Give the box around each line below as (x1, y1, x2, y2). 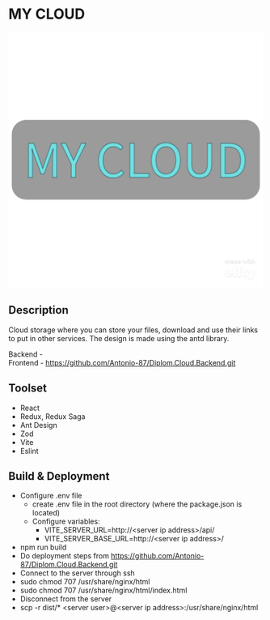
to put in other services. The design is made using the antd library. (8, 333, 230, 343)
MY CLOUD (8, 5, 86, 24)
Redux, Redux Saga (19, 411, 86, 421)
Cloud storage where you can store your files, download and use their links (8, 325, 259, 335)
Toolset (8, 382, 47, 396)
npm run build (19, 542, 67, 552)
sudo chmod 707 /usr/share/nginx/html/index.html (19, 585, 188, 596)
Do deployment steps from (19, 551, 109, 561)
